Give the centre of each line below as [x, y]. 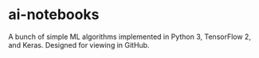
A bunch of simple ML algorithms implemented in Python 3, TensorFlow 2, [129, 37]
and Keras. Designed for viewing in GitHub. [79, 44]
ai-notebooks [54, 15]
